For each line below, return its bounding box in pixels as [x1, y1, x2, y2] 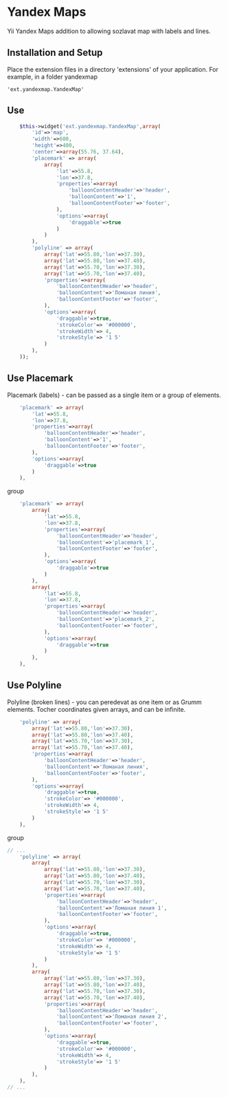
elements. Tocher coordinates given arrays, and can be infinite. [7, 705, 186, 713]
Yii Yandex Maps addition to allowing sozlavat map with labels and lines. [7, 27, 211, 35]
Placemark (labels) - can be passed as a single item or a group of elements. [7, 391, 222, 399]
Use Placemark [7, 373, 73, 385]
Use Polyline [7, 679, 62, 691]
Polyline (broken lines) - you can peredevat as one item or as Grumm [7, 697, 203, 706]
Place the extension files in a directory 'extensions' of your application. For [7, 65, 218, 73]
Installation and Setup [7, 47, 103, 59]
